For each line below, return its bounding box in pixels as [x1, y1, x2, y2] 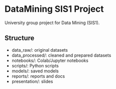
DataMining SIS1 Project [4, 3, 104, 15]
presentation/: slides [11, 78, 53, 84]
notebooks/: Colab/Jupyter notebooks [11, 58, 89, 63]
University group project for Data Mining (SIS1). [4, 20, 100, 26]
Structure [4, 34, 35, 42]
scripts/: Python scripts [11, 62, 59, 68]
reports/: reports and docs [11, 73, 65, 79]
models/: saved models [11, 68, 59, 74]
